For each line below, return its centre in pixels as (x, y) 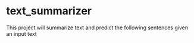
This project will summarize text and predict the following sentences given (97, 27)
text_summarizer (49, 11)
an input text (21, 33)
